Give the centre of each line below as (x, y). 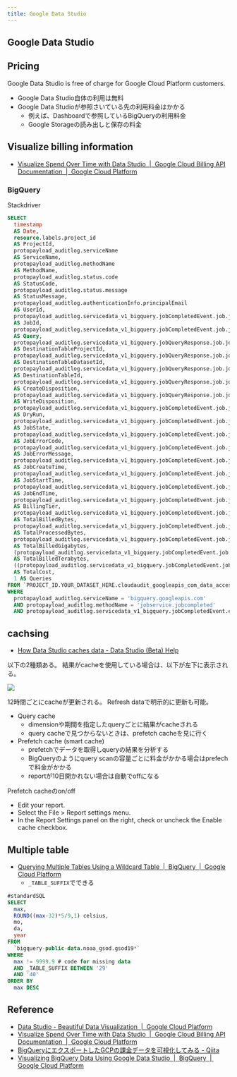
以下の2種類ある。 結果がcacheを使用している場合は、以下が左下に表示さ (115, 665)
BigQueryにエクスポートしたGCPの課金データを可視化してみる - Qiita (119, 1050)
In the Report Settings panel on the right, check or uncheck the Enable (120, 820)
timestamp (28, 224)
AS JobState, (33, 427)
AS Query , (28, 336)
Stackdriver (24, 205)
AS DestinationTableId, (48, 375)
